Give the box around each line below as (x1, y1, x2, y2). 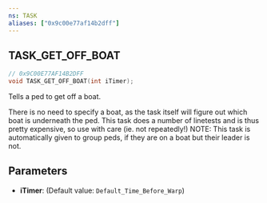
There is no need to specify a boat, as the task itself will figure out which (8, 107, 248, 117)
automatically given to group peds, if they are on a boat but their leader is (8, 133, 250, 142)
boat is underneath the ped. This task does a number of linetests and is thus (8, 116, 260, 125)
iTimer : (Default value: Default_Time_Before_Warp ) (19, 185, 185, 195)
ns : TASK (8, 11, 38, 20)
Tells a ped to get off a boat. (8, 92, 102, 101)
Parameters (8, 165, 68, 178)
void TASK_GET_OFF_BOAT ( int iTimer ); (8, 78, 134, 86)
